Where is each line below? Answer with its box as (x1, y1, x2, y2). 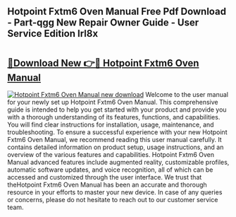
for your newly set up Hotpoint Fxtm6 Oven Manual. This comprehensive (7, 98, 218, 106)
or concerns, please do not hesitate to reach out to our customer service (7, 196, 218, 204)
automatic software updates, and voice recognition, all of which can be (7, 165, 213, 174)
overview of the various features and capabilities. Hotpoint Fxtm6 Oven (7, 151, 215, 158)
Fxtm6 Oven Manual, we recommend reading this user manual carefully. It (7, 136, 222, 143)
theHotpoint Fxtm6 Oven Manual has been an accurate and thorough (7, 180, 208, 189)
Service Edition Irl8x (7, 28, 99, 40)
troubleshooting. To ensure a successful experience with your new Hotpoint (7, 128, 228, 136)
